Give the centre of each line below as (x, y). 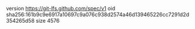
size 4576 (48, 21)
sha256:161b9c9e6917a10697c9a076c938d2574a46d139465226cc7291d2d (98, 14)
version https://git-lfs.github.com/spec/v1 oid (61, 8)
